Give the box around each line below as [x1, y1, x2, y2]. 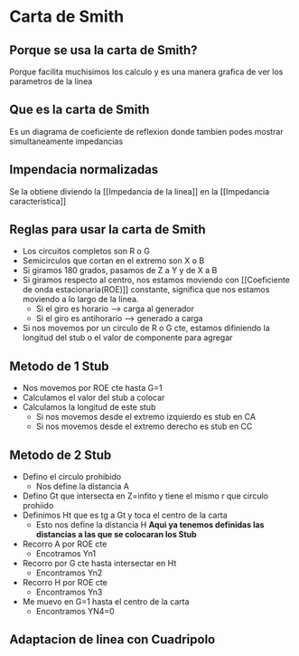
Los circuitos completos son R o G [22, 246, 151, 257]
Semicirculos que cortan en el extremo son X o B [22, 255, 205, 266]
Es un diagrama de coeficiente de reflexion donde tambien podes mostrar [9, 126, 285, 137]
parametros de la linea [9, 76, 93, 87]
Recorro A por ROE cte [22, 538, 107, 549]
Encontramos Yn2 [35, 567, 103, 578]
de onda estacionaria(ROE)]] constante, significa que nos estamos [22, 284, 270, 295]
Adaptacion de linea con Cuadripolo [9, 632, 216, 648]
